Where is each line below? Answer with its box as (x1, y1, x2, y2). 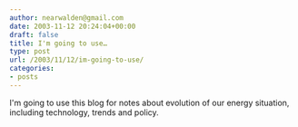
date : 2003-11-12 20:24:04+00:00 (9, 22, 136, 31)
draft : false (9, 30, 59, 39)
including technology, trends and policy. (9, 106, 159, 118)
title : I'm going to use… (9, 38, 107, 48)
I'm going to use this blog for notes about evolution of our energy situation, (9, 97, 290, 108)
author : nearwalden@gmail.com (9, 13, 124, 23)
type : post (9, 47, 51, 56)
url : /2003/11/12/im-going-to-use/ (9, 55, 144, 64)
